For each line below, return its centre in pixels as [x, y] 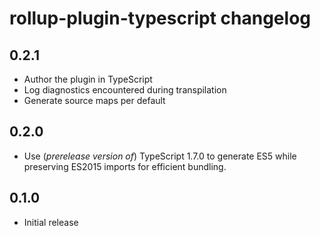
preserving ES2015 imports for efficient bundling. [125, 166]
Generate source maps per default [94, 100]
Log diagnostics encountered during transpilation [125, 90]
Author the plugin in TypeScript [88, 79]
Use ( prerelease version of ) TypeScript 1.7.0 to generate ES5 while [160, 156]
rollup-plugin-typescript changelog [160, 18]
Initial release [51, 222]
